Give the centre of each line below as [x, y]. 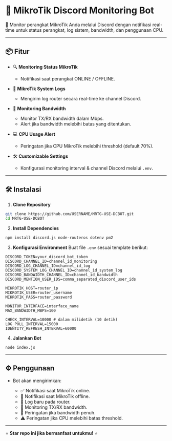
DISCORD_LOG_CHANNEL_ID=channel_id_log [48, 266]
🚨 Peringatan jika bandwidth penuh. [58, 412]
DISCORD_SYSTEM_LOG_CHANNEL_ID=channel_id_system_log [64, 270]
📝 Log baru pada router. [45, 402]
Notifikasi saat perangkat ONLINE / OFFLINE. [68, 78]
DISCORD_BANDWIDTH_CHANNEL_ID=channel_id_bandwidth [61, 275]
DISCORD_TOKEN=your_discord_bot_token [47, 257]
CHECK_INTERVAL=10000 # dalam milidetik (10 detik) [61, 320]
